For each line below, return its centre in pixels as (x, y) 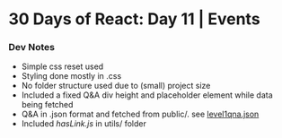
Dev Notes (32, 47)
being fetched (47, 105)
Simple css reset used (62, 66)
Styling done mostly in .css (71, 76)
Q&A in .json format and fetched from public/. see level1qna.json (140, 114)
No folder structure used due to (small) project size (116, 86)
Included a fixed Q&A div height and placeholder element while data (147, 95)
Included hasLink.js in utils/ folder (84, 124)
